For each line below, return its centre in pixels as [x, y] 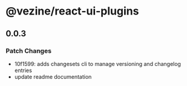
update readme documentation [53, 76]
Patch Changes [29, 51]
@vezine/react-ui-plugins [72, 11]
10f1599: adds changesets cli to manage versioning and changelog [97, 64]
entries [23, 70]
